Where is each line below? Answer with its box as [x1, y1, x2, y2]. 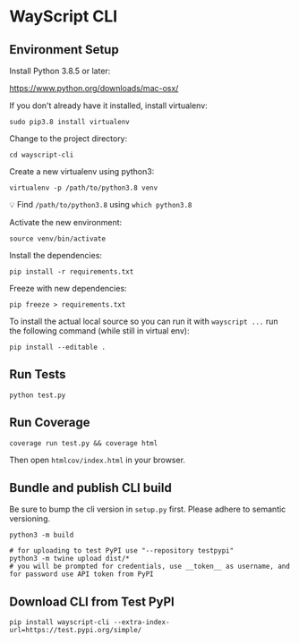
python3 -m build [9, 530, 74, 540]
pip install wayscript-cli [9, 618, 110, 627]
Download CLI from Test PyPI [9, 594, 175, 609]
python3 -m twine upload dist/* [9, 554, 130, 563]
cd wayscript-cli [9, 150, 74, 159]
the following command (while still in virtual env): [9, 326, 190, 336]
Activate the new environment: [9, 217, 123, 227]
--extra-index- [113, 618, 170, 627]
